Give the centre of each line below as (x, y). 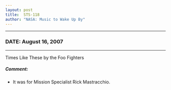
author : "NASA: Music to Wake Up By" (45, 19)
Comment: (17, 69)
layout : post (19, 10)
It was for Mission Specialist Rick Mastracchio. (61, 82)
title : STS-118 (22, 15)
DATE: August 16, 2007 (34, 42)
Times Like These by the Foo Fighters (45, 57)
